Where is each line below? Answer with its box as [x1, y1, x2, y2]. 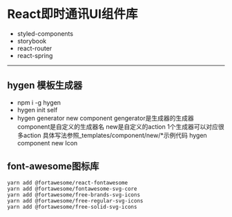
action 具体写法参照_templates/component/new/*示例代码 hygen [23, 131, 207, 139]
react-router [17, 44, 52, 52]
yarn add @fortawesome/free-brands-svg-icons [7, 191, 140, 198]
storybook [17, 37, 47, 45]
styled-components [17, 29, 74, 38]
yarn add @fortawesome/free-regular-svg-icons [7, 197, 144, 204]
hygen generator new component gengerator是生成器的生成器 [17, 114, 195, 122]
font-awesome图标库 [7, 161, 99, 172]
